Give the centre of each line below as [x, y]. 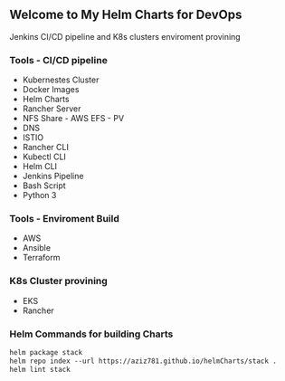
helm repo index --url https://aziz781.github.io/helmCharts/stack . [143, 361]
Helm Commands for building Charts [91, 334]
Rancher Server [52, 109]
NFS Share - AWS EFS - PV [73, 119]
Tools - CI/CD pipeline [59, 60]
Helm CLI [39, 167]
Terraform [41, 258]
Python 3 [39, 195]
